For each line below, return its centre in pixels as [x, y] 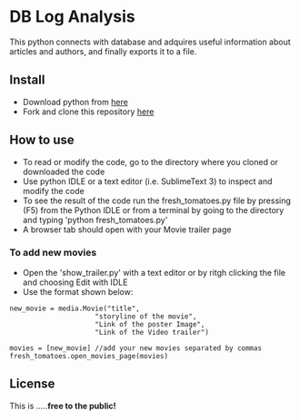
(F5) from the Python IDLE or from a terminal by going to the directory [153, 210]
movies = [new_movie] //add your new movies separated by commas [135, 348]
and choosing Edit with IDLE [75, 282]
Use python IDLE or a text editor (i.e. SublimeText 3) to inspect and [147, 181]
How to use [42, 140]
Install [27, 80]
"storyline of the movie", [146, 316]
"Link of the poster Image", [150, 324]
